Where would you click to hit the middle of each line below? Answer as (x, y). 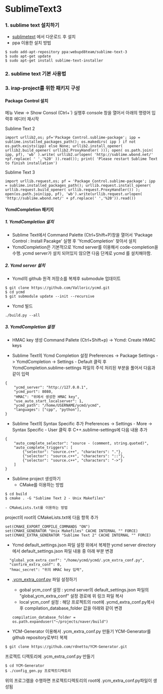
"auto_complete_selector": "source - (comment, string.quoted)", (81, 443)
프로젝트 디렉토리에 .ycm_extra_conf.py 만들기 (50, 656)
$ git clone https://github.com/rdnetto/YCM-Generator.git (66, 647)
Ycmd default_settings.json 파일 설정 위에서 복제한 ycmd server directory (84, 545)
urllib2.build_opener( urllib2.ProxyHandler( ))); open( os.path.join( (79, 150)
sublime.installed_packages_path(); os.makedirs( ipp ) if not (71, 142)
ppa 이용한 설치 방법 (31, 43)
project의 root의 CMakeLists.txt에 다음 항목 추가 (52, 518)
